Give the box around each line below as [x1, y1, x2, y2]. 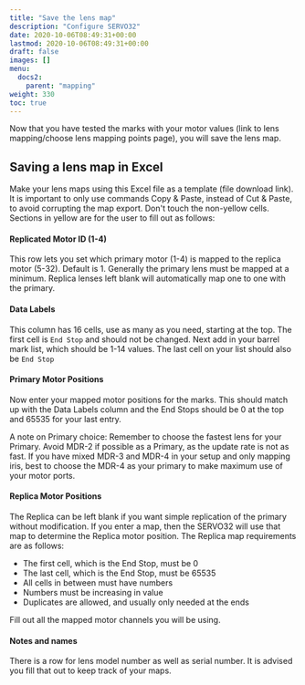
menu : [9, 65, 30, 74]
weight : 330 [9, 89, 55, 99]
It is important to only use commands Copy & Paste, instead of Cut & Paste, [9, 193, 292, 204]
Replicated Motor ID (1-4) [9, 234, 107, 244]
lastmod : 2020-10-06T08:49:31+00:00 [9, 38, 149, 48]
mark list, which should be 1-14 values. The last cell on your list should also [9, 343, 292, 354]
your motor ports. [9, 470, 76, 481]
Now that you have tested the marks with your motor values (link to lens [9, 123, 280, 134]
